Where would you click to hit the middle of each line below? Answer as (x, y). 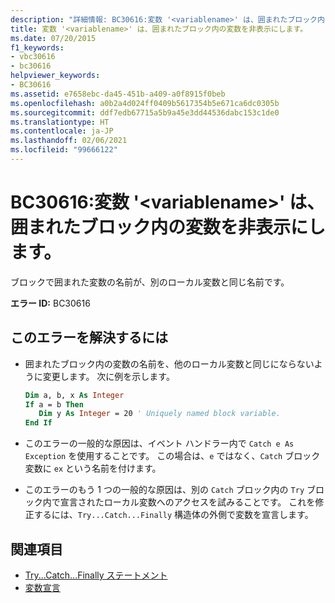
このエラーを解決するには (89, 337)
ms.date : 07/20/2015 (53, 38)
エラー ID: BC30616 (50, 303)
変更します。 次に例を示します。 (108, 376)
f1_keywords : (37, 47)
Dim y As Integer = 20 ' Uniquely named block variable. (159, 414)
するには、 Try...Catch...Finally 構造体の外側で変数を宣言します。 (173, 515)
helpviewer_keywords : (55, 76)
